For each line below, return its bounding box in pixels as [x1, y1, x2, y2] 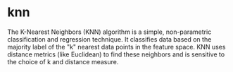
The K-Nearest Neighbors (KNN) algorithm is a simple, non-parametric [7, 28, 212, 36]
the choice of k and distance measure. [7, 57, 119, 66]
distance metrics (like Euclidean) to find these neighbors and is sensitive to [7, 50, 225, 59]
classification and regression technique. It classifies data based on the [7, 35, 212, 43]
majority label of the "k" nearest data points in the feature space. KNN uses [7, 42, 226, 51]
